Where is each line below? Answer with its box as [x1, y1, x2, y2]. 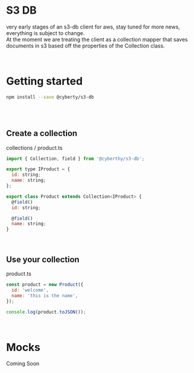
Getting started [6, 75, 83, 88]
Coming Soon [6, 360, 40, 367]
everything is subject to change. [6, 29, 85, 36]
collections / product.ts [6, 144, 63, 151]
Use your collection [6, 254, 80, 264]
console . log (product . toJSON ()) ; [6, 309, 86, 315]
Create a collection [6, 128, 78, 138]
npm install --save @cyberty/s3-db [6, 94, 94, 100]
